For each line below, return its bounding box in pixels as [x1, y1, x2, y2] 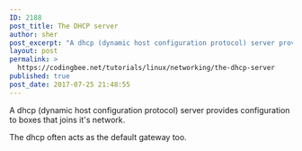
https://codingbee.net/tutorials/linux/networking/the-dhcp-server [17, 64, 276, 73]
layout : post [9, 47, 58, 56]
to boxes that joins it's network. [9, 114, 126, 125]
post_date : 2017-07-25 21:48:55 [9, 80, 130, 89]
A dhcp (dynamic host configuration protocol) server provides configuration [9, 104, 290, 115]
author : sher [9, 30, 58, 39]
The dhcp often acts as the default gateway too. [9, 131, 187, 142]
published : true [9, 72, 70, 81]
